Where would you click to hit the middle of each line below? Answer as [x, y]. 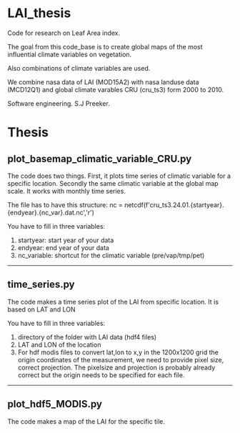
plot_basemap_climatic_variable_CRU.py [100, 159]
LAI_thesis [39, 13]
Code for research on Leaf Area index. [64, 33]
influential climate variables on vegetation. [70, 54]
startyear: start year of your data [66, 240]
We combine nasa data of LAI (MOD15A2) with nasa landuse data [103, 82]
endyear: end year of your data [63, 247]
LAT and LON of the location [59, 344]
